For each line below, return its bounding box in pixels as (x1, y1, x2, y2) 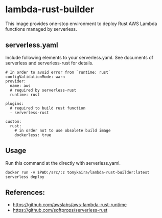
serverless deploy (5, 174, 44, 180)
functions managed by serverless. (5, 26, 77, 32)
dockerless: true (14, 132, 52, 138)
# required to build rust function (10, 105, 86, 111)
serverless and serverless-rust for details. (5, 60, 94, 66)
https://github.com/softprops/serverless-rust (12, 207, 108, 213)
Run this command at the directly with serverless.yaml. (5, 160, 121, 166)
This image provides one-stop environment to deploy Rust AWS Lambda (5, 20, 157, 27)
